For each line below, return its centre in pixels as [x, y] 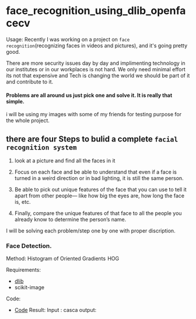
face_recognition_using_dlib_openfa [96, 11]
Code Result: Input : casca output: [55, 310]
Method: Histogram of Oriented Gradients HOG [63, 259]
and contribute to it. [30, 82]
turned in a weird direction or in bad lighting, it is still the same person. [99, 178]
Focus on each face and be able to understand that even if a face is [95, 172]
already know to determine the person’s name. [70, 219]
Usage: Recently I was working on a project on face [68, 39]
